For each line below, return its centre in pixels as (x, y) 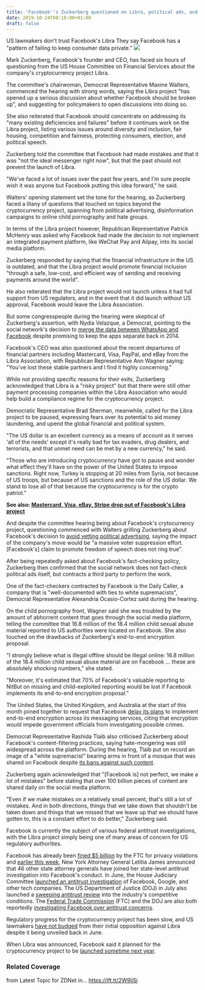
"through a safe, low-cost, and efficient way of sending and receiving (94, 273)
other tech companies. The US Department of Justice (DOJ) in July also (97, 888)
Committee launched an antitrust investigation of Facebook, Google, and (97, 882)
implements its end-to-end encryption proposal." (68, 693)
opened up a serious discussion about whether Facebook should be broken (101, 98)
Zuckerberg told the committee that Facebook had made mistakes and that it (103, 154)
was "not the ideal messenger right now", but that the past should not (94, 161)
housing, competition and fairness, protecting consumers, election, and (96, 136)
